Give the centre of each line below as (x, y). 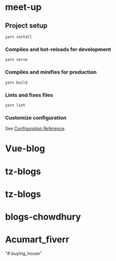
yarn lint (15, 105)
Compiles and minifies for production (51, 72)
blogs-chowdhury (43, 217)
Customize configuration (36, 117)
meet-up (23, 7)
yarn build (16, 83)
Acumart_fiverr (37, 240)
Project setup (27, 26)
